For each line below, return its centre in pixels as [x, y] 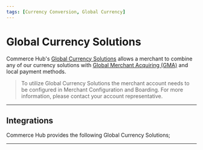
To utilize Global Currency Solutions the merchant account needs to [105, 83]
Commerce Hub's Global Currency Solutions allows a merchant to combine [99, 59]
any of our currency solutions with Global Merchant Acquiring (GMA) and [97, 65]
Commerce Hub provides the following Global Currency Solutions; [88, 135]
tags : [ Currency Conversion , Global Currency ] [66, 12]
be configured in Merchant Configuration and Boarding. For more [102, 90]
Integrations [30, 121]
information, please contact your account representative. [92, 96]
